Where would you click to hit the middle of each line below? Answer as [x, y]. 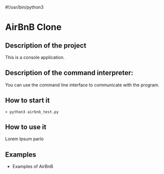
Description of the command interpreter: [69, 73]
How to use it [26, 127]
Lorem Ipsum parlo [24, 139]
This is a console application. [35, 57]
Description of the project [46, 45]
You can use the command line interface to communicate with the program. [82, 85]
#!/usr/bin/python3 [24, 7]
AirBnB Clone [34, 27]
